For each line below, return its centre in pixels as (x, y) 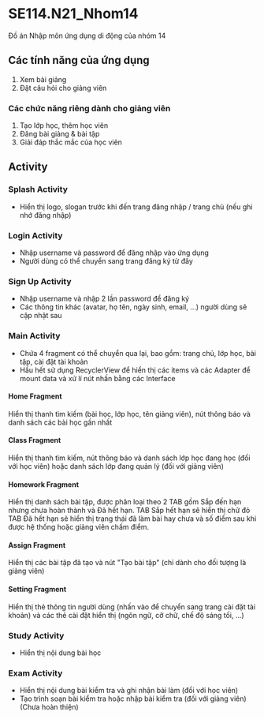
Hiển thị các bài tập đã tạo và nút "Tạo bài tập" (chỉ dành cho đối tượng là (127, 563)
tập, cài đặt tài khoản (54, 361)
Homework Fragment (44, 484)
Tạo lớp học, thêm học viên (64, 125)
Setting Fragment (37, 590)
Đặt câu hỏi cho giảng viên (63, 88)
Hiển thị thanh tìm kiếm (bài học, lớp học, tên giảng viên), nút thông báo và (129, 414)
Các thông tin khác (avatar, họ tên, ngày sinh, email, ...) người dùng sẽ (133, 307)
